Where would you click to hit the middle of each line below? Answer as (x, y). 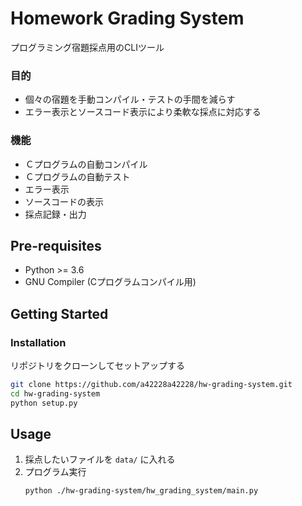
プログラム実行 (55, 472)
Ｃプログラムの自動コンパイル (86, 164)
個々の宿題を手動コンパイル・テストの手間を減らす (130, 99)
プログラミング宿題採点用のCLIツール (87, 47)
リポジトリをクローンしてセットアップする (97, 366)
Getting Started (59, 313)
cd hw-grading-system (55, 393)
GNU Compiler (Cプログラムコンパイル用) (110, 282)
